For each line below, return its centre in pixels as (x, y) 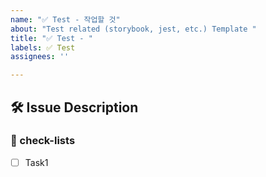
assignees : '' (40, 57)
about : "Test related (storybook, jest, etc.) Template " (133, 29)
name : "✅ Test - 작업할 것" (65, 19)
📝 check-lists (43, 141)
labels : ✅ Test (43, 47)
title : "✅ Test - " (51, 38)
